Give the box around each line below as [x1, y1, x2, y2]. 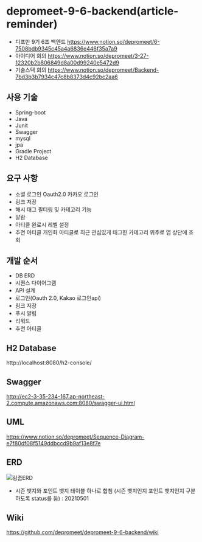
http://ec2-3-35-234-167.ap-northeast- [6, 393, 105, 400]
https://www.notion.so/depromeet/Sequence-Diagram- [6, 433, 145, 440]
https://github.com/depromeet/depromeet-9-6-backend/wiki [6, 529, 159, 536]
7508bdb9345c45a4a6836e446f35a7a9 [15, 44, 117, 52]
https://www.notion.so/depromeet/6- [66, 38, 160, 45]
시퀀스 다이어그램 [15, 279, 57, 287]
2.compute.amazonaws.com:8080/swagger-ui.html [6, 400, 135, 406]
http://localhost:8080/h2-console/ [6, 359, 92, 366]
